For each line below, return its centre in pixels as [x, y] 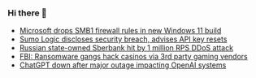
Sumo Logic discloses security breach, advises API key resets [123, 39]
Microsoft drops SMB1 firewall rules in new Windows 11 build [120, 31]
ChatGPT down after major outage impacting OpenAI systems [123, 65]
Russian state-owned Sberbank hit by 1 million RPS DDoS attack [126, 48]
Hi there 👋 [28, 13]
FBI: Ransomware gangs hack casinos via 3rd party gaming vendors [134, 57]
